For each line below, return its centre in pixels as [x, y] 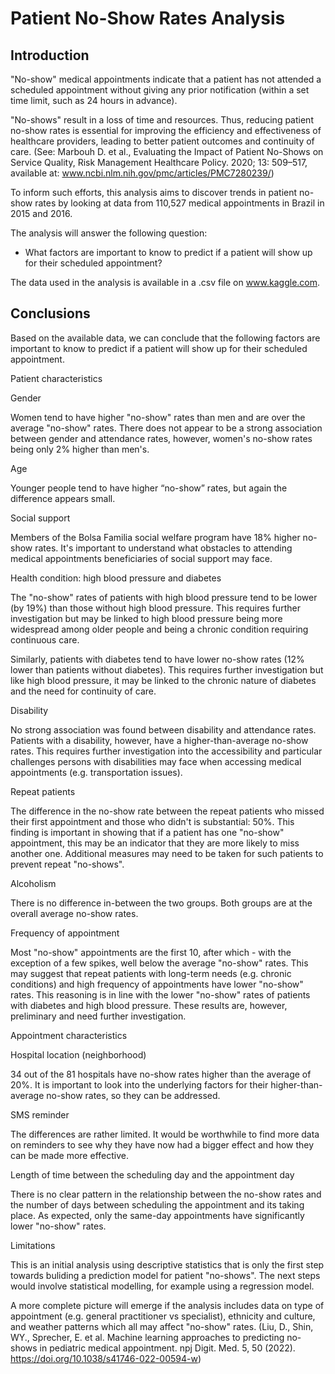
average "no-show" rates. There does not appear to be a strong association [166, 428]
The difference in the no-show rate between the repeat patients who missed [167, 811]
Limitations [33, 1245]
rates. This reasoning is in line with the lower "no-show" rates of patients [160, 994]
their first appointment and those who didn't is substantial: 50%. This [152, 821]
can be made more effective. [69, 1155]
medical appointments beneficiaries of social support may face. [141, 558]
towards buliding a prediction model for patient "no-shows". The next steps [165, 1275]
